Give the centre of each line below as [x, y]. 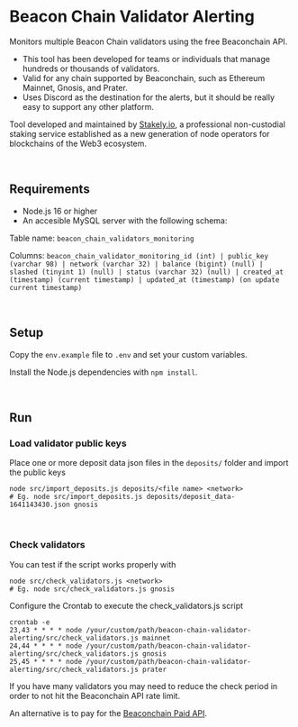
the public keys [37, 473]
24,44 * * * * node [46, 646]
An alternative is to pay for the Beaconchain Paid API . [108, 713]
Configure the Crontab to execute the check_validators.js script [126, 605]
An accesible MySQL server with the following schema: [125, 220]
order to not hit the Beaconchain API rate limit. [95, 695]
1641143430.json [40, 505]
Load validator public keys [68, 443]
